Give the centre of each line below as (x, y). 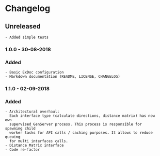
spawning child (20, 128)
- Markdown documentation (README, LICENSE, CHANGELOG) (63, 77)
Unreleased (23, 26)
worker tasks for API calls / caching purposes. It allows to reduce (81, 133)
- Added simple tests (27, 37)
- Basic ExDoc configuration (34, 72)
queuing (13, 137)
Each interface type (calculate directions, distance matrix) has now (82, 116)
